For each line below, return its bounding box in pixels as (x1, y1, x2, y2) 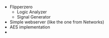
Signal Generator (16, 14, 51, 19)
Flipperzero (9, 4, 33, 9)
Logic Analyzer (16, 9, 47, 15)
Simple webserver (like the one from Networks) (9, 19, 105, 25)
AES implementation (9, 24, 50, 30)
